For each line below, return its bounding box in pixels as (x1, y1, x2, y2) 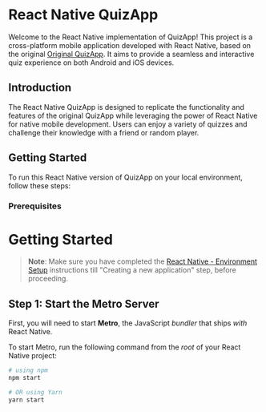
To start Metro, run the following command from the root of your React (8, 342, 241, 352)
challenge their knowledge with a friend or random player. (8, 127, 199, 137)
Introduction (8, 81, 72, 95)
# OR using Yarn (8, 388, 62, 396)
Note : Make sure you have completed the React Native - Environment (27, 256, 258, 266)
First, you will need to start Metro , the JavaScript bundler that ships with (8, 318, 248, 328)
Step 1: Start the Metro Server (8, 297, 159, 310)
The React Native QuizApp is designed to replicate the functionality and (8, 102, 244, 111)
